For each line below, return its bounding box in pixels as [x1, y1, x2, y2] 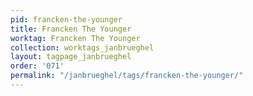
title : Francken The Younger [10, 24, 132, 34]
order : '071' [10, 61, 65, 71]
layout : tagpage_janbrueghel [10, 52, 132, 62]
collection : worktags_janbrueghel [10, 42, 155, 53]
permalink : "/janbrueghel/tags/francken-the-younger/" [10, 71, 244, 81]
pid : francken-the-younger [10, 14, 123, 25]
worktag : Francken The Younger [10, 33, 141, 43]
